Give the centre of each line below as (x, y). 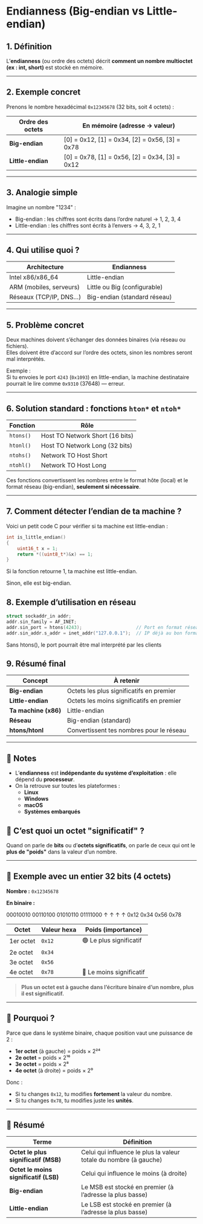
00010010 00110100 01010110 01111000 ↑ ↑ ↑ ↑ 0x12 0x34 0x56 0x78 (94, 915)
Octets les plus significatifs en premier (121, 691)
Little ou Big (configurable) (125, 288)
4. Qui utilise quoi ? (43, 250)
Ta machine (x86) (35, 711)
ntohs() (20, 456)
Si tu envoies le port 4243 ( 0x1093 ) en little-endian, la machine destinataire (98, 377)
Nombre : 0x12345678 (33, 891)
